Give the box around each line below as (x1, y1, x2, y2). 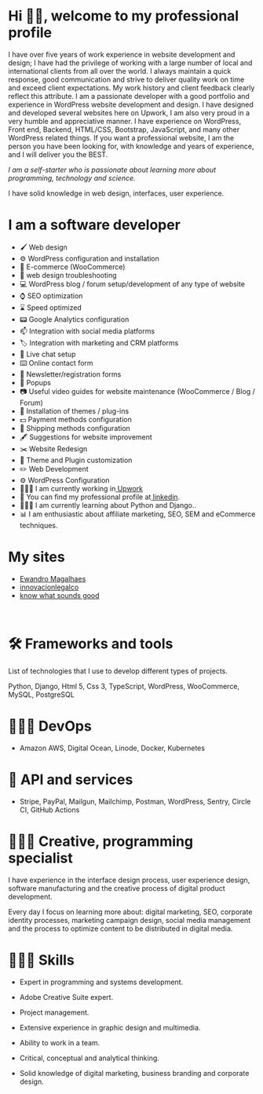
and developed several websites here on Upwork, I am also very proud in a (8, 108, 250, 117)
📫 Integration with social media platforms (19, 326, 155, 336)
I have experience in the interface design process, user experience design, (8, 875, 250, 884)
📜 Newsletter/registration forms (19, 369, 122, 379)
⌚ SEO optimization (19, 290, 83, 301)
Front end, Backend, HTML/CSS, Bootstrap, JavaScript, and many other (8, 125, 240, 134)
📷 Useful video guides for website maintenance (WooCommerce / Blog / (19, 386, 255, 396)
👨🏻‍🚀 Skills (8, 951, 75, 968)
